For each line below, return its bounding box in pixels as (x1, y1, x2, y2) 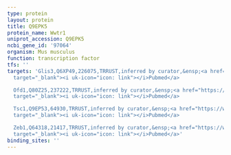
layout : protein (7, 17, 54, 23)
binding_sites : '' (7, 137, 60, 144)
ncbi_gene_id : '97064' (7, 42, 72, 49)
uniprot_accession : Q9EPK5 (7, 36, 85, 43)
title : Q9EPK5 (7, 23, 48, 30)
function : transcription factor (7, 55, 100, 62)
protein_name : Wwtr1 (7, 29, 67, 37)
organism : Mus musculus (7, 49, 76, 56)
